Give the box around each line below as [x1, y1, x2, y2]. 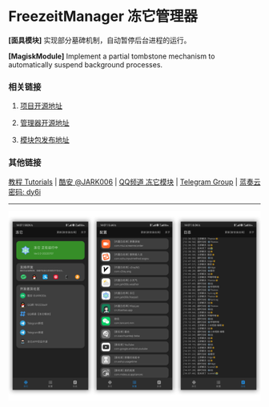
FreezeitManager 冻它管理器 [8, 7, 198, 26]
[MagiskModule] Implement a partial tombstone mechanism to [8, 51, 215, 61]
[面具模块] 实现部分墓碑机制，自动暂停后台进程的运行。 [8, 35, 191, 45]
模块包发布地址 [19, 135, 70, 145]
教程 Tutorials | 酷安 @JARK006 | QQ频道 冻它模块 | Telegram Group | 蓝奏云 [8, 177, 261, 187]
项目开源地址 [19, 101, 62, 111]
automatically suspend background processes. [8, 59, 163, 69]
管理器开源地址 [19, 118, 70, 128]
